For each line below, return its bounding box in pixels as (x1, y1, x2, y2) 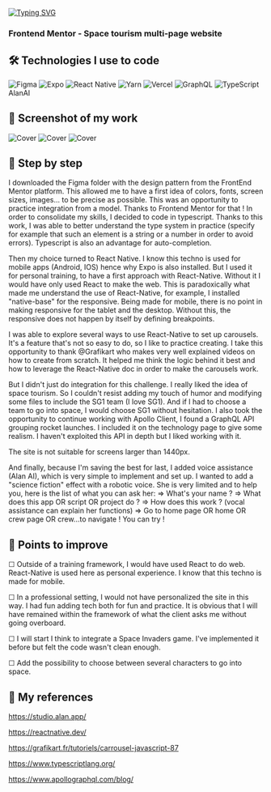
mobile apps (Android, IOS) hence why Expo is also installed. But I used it (8, 262, 252, 272)
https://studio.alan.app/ (8, 711, 87, 721)
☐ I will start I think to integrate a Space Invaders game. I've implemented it (8, 634, 260, 644)
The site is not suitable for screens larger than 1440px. (8, 447, 190, 457)
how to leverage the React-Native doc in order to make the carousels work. (8, 364, 259, 374)
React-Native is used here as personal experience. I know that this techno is (8, 568, 262, 578)
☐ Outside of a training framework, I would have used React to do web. (8, 560, 246, 569)
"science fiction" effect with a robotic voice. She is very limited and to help (8, 480, 257, 490)
